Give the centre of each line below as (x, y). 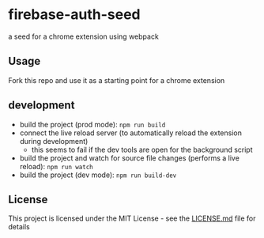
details (19, 227)
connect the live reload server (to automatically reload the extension (131, 133)
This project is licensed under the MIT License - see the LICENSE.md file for (132, 218)
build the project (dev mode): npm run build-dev (98, 175)
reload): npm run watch (56, 166)
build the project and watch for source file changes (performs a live (129, 158)
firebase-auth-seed (74, 15)
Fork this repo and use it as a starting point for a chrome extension (117, 80)
